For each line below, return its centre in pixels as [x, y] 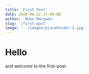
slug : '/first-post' [27, 23]
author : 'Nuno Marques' [30, 19]
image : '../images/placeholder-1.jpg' [45, 28]
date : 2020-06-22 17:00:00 [33, 14]
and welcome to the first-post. [36, 66]
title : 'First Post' [27, 10]
